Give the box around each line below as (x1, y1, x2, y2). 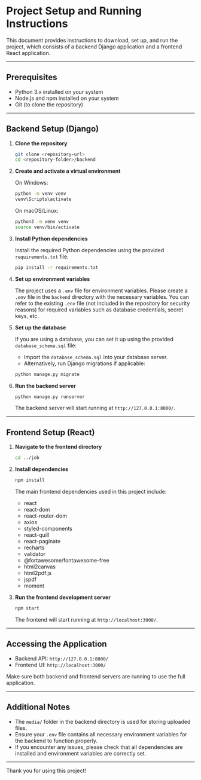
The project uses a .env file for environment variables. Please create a (14, 287, 188, 294)
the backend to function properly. (14, 737, 98, 744)
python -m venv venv (14, 191, 66, 197)
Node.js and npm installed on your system (14, 94, 119, 102)
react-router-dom (23, 512, 68, 519)
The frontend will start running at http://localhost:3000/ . (14, 616, 159, 623)
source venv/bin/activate (14, 224, 80, 230)
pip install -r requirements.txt (14, 264, 99, 270)
